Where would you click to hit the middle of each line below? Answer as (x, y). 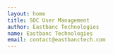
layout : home (26, 14)
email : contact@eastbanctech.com (56, 40)
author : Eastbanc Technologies (53, 27)
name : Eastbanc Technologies (50, 33)
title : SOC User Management (49, 20)
